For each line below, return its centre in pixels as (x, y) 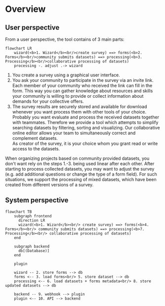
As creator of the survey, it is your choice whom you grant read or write (85, 143)
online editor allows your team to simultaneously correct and (74, 133)
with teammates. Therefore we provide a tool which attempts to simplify (85, 122)
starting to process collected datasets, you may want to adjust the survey (80, 169)
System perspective (37, 200)
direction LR (32, 220)
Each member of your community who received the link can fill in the (82, 86)
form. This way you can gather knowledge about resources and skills (82, 91)
